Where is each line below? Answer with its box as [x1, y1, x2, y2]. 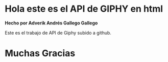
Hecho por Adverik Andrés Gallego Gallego [5, 20, 98, 26]
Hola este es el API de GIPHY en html [5, 3, 163, 15]
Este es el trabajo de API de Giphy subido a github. [5, 29, 112, 36]
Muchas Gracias [5, 48, 76, 59]
